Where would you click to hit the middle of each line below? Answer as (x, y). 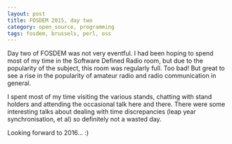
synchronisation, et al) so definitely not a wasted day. (84, 119)
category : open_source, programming (61, 27)
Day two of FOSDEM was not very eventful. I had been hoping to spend (110, 53)
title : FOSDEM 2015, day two (50, 20)
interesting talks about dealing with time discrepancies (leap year (102, 112)
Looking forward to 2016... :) (48, 133)
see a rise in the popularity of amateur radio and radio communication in (112, 76)
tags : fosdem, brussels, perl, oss (59, 33)
